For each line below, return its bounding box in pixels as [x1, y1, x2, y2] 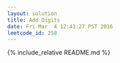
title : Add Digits [7, 17, 60, 24]
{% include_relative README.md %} [7, 48, 111, 57]
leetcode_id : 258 [7, 29, 58, 37]
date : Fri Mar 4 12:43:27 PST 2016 [7, 23, 113, 30]
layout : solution [7, 10, 58, 17]
